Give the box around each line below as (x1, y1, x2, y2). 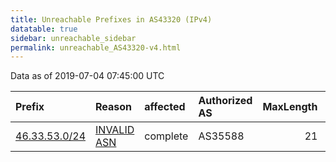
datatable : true (10, 24, 78, 34)
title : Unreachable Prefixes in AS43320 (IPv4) (10, 14, 213, 25)
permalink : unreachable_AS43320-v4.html (10, 42, 182, 53)
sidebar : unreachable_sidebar (10, 33, 137, 43)
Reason (95, 100, 133, 114)
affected (144, 100, 186, 114)
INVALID (95, 123, 135, 137)
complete (144, 129, 189, 143)
